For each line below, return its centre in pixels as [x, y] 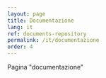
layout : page [26, 14]
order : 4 [20, 47]
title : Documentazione [41, 21]
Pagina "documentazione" [45, 67]
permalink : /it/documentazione [53, 40]
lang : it [20, 27]
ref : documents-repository [47, 34]
